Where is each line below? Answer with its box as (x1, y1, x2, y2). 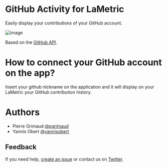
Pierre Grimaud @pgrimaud (12, 123, 69, 129)
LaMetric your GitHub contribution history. (5, 89, 92, 95)
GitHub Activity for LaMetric (5, 3, 125, 15)
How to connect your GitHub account (5, 57, 162, 68)
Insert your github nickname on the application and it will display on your (5, 84, 155, 90)
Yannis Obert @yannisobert (12, 128, 69, 134)
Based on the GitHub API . (5, 39, 57, 45)
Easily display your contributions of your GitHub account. (5, 20, 123, 26)
